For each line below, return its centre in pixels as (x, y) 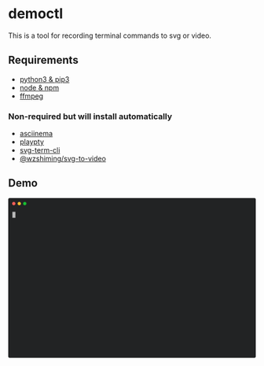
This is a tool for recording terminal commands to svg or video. (110, 35)
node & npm (39, 87)
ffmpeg (31, 96)
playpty (32, 142)
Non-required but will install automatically (90, 116)
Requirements (43, 60)
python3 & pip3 (44, 79)
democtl (36, 14)
